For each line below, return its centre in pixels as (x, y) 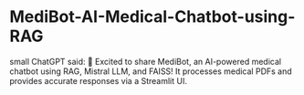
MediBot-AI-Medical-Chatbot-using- (152, 17)
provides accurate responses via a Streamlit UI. (98, 80)
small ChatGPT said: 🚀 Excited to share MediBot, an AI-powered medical (145, 61)
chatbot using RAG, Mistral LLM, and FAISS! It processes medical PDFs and (151, 71)
